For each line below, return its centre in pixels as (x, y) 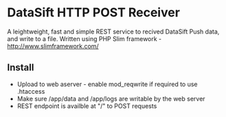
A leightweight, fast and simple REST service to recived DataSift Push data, (113, 31)
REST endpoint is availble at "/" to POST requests (87, 106)
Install (21, 67)
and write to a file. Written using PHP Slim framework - (84, 38)
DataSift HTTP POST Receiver (94, 13)
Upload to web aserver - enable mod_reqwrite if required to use (107, 84)
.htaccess (31, 91)
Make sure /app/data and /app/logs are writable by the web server (111, 99)
